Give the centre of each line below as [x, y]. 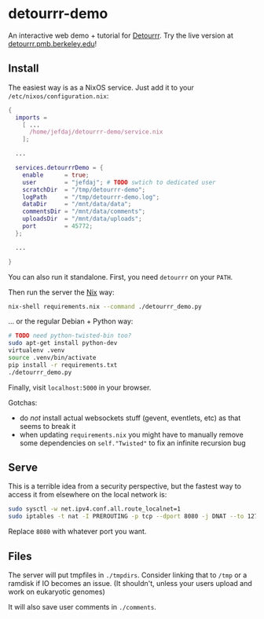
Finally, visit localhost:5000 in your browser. [80, 387]
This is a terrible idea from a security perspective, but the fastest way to [125, 486]
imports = [31, 117]
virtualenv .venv [37, 350]
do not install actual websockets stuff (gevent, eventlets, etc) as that [130, 418]
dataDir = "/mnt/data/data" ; [77, 204]
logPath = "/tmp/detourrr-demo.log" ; [91, 197]
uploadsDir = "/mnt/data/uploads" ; [82, 219]
